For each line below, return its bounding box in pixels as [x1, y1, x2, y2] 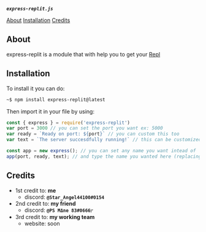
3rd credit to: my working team [15, 213, 95, 220]
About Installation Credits [6, 17, 71, 24]
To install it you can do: [6, 85, 65, 92]
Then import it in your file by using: [6, 107, 95, 115]
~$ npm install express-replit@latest [6, 96, 105, 102]
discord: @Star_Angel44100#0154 [24, 193, 105, 201]
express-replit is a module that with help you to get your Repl [6, 50, 161, 58]
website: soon [24, 220, 60, 227]
